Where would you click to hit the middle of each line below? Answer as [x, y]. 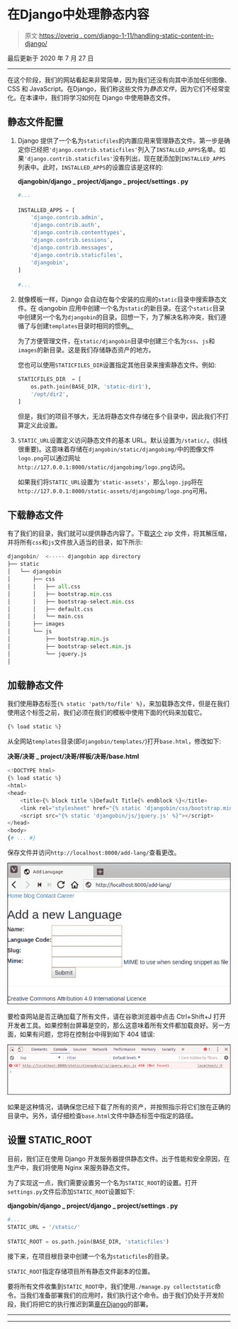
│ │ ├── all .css [44, 586]
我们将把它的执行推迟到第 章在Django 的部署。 [86, 1304]
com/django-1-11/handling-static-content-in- [149, 35]
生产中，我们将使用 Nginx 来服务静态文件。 [70, 1167]
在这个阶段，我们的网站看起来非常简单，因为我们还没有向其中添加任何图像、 [119, 79]
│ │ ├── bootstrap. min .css [60, 594]
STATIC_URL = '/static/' [44, 1227]
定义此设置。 [42, 425]
